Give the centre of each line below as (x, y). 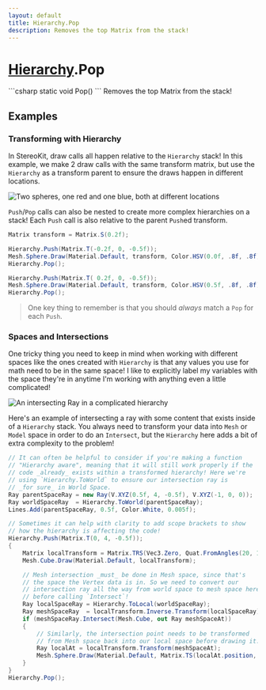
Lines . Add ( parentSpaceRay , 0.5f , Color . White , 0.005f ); (102, 510)
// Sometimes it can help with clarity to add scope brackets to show (127, 524)
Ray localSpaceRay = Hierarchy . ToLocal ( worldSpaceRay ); (117, 605)
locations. (24, 181)
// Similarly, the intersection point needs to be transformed (143, 634)
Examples (33, 116)
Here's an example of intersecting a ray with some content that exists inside (132, 418)
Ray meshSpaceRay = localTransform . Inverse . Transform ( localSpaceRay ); (143, 612)
